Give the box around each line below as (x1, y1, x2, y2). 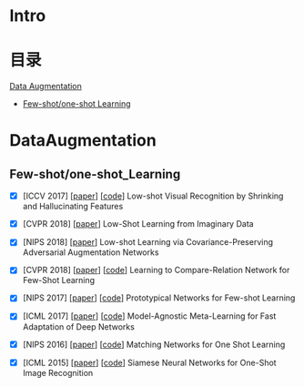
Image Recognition (22, 367, 94, 378)
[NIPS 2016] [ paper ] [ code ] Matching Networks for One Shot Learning (22, 339, 286, 350)
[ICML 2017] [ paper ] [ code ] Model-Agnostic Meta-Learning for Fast (22, 311, 277, 321)
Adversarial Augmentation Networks (22, 247, 159, 258)
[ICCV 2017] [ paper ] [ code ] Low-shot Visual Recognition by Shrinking (22, 190, 284, 201)
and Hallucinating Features (22, 201, 124, 212)
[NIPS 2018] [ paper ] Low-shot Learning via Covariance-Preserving (22, 237, 274, 248)
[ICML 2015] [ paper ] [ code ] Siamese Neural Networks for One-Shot (22, 357, 277, 368)
